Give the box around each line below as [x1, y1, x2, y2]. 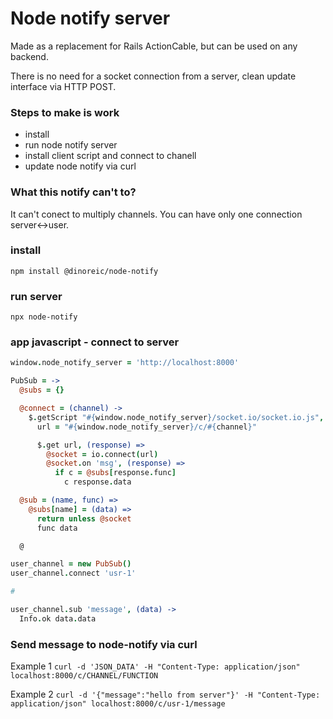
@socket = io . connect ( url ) [46, 449, 159, 459]
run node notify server [24, 139, 118, 151]
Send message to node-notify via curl [10, 637, 198, 651]
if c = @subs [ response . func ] [54, 468, 177, 478]
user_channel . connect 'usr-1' [10, 568, 137, 579]
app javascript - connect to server [10, 335, 180, 349]
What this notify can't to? [10, 185, 137, 199]
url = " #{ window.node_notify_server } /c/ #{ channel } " [36, 422, 257, 432]
